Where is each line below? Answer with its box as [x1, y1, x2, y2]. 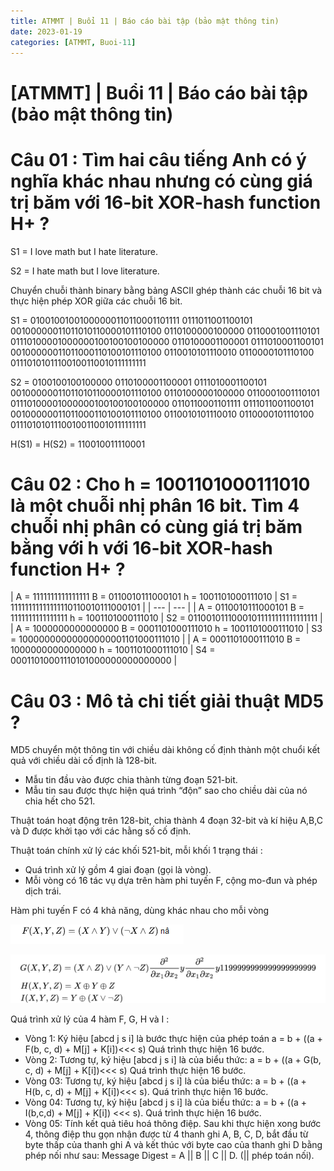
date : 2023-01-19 [10, 26, 83, 37]
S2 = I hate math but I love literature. [10, 265, 160, 277]
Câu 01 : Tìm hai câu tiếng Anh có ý [10, 148, 307, 171]
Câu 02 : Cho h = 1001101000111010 [10, 473, 311, 495]
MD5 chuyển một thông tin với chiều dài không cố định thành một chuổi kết [10, 744, 321, 756]
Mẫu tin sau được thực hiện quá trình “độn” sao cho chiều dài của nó [24, 785, 308, 797]
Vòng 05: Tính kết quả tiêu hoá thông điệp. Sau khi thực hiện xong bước [24, 1118, 322, 1130]
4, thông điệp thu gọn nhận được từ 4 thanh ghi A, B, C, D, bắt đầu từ [24, 1128, 309, 1140]
